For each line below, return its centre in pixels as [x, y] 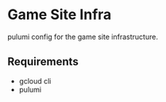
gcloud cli [35, 80]
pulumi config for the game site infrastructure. [83, 37]
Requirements [43, 62]
